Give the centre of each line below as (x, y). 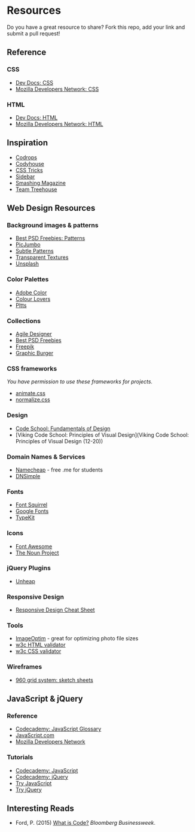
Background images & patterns (53, 225)
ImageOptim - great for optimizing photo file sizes (77, 639)
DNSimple (28, 476)
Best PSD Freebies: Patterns (50, 238)
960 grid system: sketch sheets (54, 680)
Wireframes (25, 667)
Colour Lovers (33, 299)
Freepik (25, 347)
